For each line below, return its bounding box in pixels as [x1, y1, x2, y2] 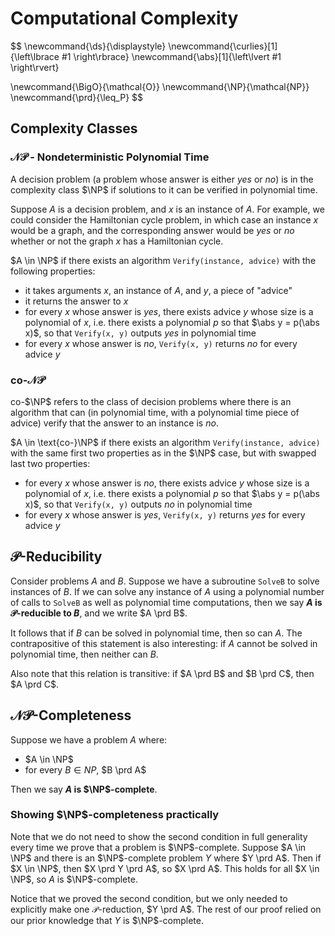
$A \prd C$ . [10, 678, 59, 690]
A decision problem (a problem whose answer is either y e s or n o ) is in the [10, 173, 314, 185]
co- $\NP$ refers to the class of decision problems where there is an [10, 395, 292, 407]
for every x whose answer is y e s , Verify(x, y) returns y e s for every [24, 508, 306, 521]
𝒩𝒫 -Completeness [10, 707, 132, 724]
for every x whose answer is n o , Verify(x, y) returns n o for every [24, 337, 298, 349]
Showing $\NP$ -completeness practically [10, 808, 220, 822]
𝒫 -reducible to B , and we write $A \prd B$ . [10, 607, 188, 619]
